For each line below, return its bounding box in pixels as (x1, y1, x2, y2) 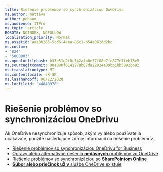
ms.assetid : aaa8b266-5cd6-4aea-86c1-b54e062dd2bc (5, 40, 113, 45)
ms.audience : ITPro (5, 21, 46, 26)
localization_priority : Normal (5, 35, 70, 40)
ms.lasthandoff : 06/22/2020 (5, 77, 64, 82)
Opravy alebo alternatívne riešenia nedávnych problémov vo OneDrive (12, 150, 158, 156)
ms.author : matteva (5, 12, 46, 17)
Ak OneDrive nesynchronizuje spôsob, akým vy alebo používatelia (5, 130, 141, 136)
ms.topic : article (5, 26, 43, 31)
